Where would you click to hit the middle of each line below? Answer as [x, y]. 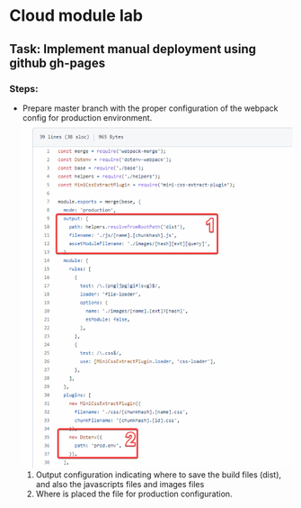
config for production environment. [87, 117]
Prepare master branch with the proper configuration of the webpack [150, 108]
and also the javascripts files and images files [120, 484]
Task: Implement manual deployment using [133, 49]
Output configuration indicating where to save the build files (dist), [158, 475]
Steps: [24, 88]
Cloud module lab [76, 16]
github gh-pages [58, 63]
